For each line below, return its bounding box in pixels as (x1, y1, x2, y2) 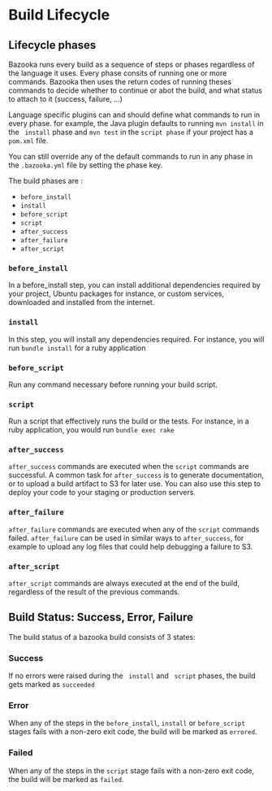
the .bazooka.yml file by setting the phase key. (8, 160, 163, 170)
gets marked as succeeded (8, 680, 95, 689)
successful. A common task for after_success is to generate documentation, (8, 470, 264, 480)
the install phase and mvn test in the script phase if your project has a (8, 128, 254, 137)
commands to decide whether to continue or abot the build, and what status (8, 85, 262, 95)
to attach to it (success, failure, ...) (8, 94, 123, 103)
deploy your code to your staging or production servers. (8, 488, 196, 498)
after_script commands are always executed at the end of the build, (8, 579, 240, 589)
